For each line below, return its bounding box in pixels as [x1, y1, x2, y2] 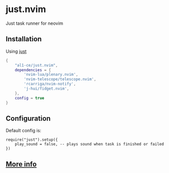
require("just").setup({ [6, 137, 58, 142]
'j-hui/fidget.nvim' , [24, 86, 70, 91]
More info [6, 160, 37, 168]
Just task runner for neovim [6, 20, 64, 26]
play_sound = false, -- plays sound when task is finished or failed [15, 142, 164, 147]
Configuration [6, 114, 51, 123]
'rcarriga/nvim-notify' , [24, 82, 76, 87]
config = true [15, 95, 44, 100]
